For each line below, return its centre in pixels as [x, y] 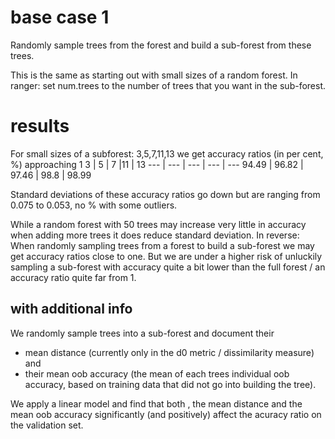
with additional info [71, 309]
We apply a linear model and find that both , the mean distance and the [156, 403]
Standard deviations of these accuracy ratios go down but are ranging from [165, 194]
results [40, 126]
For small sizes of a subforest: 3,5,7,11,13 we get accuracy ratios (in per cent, [167, 153]
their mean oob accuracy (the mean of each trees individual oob [157, 373]
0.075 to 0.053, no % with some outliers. [94, 205]
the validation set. [47, 425]
